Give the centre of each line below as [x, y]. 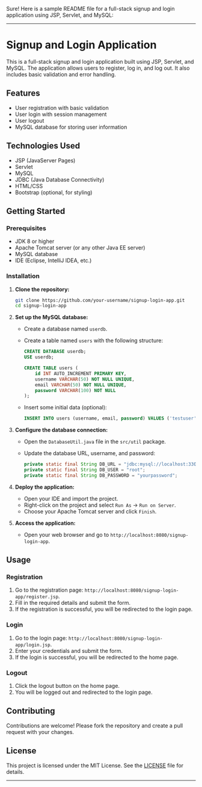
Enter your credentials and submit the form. [69, 651]
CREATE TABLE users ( [51, 368]
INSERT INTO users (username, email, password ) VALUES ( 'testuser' [110, 418]
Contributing [31, 711]
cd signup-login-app [41, 306]
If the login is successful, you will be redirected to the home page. [96, 657]
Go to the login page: [41, 638]
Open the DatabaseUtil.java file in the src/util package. [95, 442]
